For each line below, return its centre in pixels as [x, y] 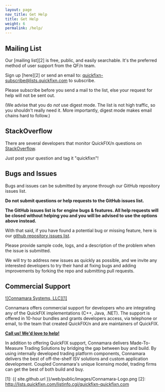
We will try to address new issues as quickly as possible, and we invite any [81, 260]
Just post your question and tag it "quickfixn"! [52, 158]
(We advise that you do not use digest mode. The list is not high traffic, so [80, 105]
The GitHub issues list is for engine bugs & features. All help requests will [82, 210]
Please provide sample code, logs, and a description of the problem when [80, 245]
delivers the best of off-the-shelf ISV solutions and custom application [77, 359]
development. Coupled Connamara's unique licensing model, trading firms [81, 364]
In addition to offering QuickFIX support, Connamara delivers [67, 343]
